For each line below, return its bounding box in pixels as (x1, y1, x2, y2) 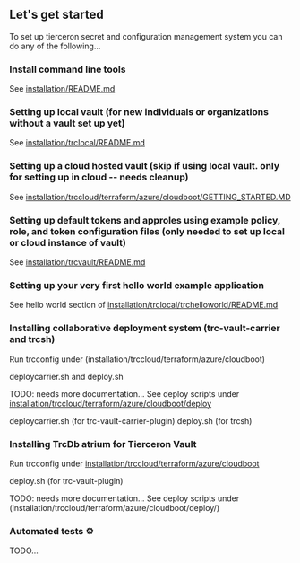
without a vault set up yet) (9, 117, 125, 129)
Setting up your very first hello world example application (9, 278, 264, 291)
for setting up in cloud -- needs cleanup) (9, 171, 189, 183)
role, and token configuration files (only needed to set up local (9, 224, 285, 237)
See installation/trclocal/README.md (9, 137, 146, 148)
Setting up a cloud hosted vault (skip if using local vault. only (9, 160, 280, 172)
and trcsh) (9, 333, 56, 346)
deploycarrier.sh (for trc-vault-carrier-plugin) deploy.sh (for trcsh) (9, 415, 253, 426)
